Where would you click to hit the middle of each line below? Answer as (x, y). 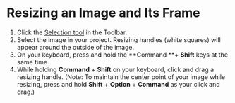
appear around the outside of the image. (76, 47)
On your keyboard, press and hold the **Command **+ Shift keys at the (122, 55)
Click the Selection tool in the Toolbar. (72, 32)
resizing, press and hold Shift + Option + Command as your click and (118, 84)
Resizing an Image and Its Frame (103, 13)
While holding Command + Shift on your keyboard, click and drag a (115, 69)
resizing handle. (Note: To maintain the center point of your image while (121, 77)
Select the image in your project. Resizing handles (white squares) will (119, 39)
